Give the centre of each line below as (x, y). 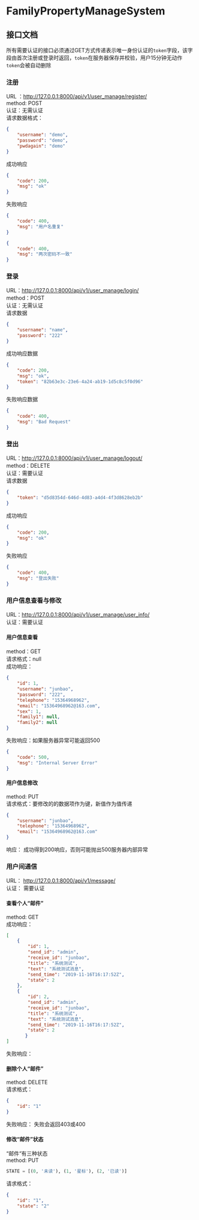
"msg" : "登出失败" (38, 578)
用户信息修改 (22, 783)
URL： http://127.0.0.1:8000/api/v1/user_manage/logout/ (74, 458)
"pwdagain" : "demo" (41, 146)
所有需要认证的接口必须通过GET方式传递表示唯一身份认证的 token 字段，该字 (99, 50)
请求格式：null (24, 659)
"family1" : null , (39, 717)
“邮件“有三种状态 (27, 1153)
